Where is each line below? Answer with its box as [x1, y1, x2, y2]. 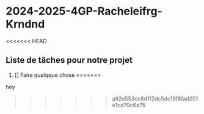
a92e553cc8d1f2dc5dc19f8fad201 [112, 94, 199, 102]
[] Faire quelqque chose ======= [14, 71, 101, 79]
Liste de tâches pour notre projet [5, 55, 133, 65]
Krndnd [5, 17, 45, 31]
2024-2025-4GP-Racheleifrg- [5, 4, 163, 18]
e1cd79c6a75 [112, 101, 146, 109]
